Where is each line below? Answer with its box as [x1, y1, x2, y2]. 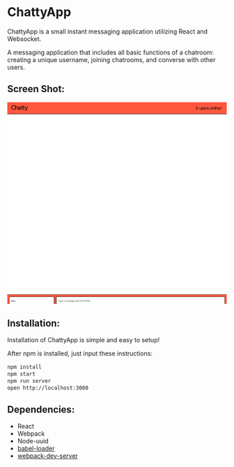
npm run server [7, 378, 52, 385]
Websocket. [7, 34, 42, 43]
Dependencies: [7, 404, 75, 415]
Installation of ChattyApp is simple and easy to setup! [7, 336, 160, 344]
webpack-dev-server [17, 452, 79, 460]
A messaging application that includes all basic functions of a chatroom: [7, 48, 214, 56]
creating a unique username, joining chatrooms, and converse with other [7, 55, 216, 63]
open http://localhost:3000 [7, 385, 89, 392]
